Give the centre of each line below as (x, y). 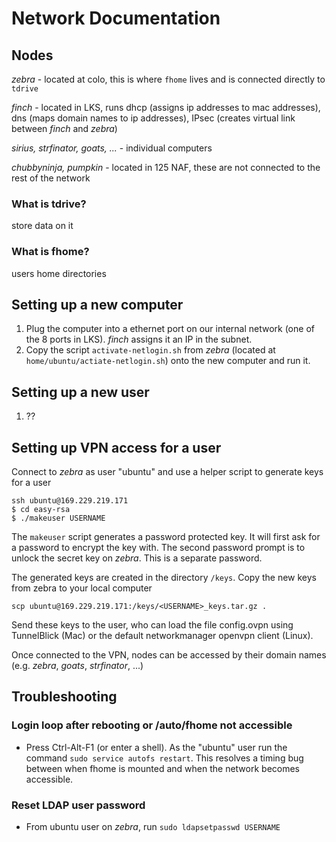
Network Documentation (116, 18)
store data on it (42, 226)
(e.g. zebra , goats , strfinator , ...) (77, 666)
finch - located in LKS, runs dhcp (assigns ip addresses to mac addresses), (166, 107)
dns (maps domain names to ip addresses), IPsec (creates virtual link (153, 118)
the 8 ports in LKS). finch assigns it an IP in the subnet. (139, 339)
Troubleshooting (64, 697)
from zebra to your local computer (82, 588)
